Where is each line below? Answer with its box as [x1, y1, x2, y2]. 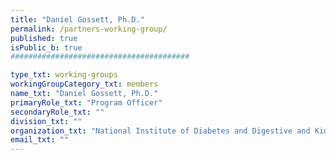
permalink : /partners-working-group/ [10, 24, 168, 34]
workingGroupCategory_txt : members [10, 79, 159, 90]
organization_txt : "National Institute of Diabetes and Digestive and [10, 126, 311, 136]
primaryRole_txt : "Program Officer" [10, 97, 163, 108]
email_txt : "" [10, 135, 70, 145]
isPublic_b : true [10, 42, 83, 53]
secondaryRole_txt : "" [10, 107, 105, 117]
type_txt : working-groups [10, 70, 118, 80]
